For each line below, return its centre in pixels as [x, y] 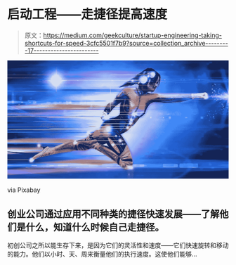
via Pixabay [24, 190]
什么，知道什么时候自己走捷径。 [95, 227]
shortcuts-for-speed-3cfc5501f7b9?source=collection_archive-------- [126, 43]
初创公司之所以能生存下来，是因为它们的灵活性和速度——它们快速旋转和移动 [118, 245]
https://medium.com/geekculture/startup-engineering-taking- [133, 35]
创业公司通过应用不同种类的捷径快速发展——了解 [113, 214]
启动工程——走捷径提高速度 [87, 14]
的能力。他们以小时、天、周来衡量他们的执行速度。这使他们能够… [103, 254]
